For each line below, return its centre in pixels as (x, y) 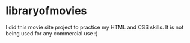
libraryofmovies (46, 11)
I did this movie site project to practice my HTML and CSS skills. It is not (95, 27)
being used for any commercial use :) (52, 33)
